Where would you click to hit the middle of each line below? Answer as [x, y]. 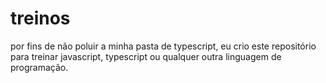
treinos [40, 18]
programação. [39, 67]
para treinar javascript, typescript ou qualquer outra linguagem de [146, 56]
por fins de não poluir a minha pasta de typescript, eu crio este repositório [163, 46]
